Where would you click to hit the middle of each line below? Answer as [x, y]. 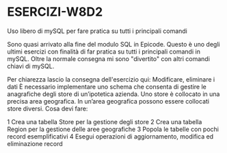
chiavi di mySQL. [31, 66]
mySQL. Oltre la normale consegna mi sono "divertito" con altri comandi [109, 58]
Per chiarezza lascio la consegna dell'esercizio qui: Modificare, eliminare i [111, 79]
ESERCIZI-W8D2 [55, 12]
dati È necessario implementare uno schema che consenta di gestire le [107, 86]
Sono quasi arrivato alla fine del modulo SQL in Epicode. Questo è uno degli [113, 44]
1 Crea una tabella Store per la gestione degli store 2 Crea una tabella [105, 121]
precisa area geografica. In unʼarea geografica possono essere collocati [108, 101]
